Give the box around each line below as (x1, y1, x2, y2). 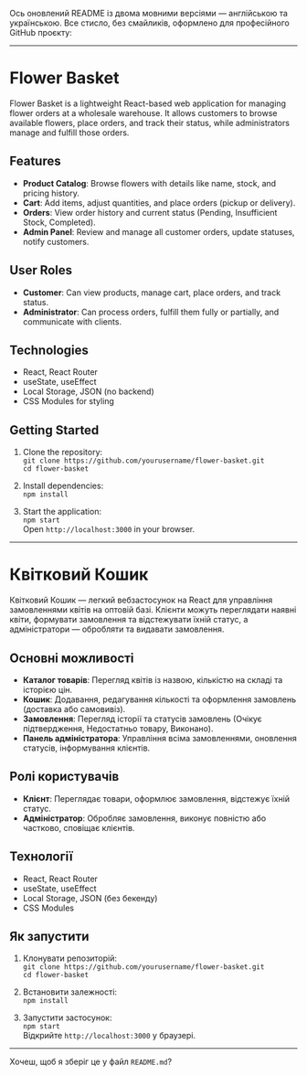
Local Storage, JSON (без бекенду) (22, 892, 158, 903)
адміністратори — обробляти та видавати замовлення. (9, 623, 225, 634)
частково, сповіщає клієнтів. (22, 822, 135, 833)
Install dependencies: (22, 480, 104, 492)
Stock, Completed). (22, 217, 96, 228)
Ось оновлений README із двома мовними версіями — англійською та (9, 8, 288, 18)
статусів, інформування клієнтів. (22, 742, 151, 753)
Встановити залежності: (22, 986, 117, 997)
